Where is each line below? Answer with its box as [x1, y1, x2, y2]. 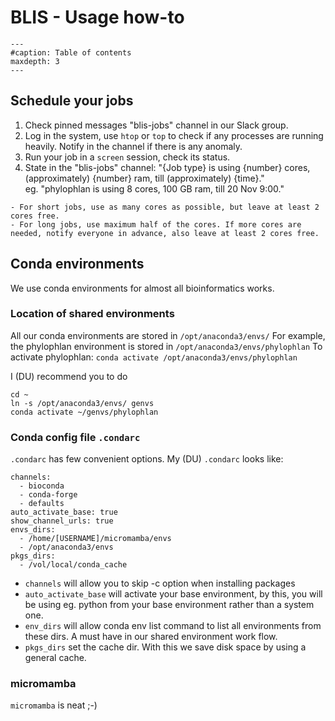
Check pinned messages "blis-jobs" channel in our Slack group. [24, 119, 289, 131]
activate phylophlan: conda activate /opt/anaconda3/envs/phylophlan [10, 351, 298, 363]
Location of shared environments [10, 307, 175, 321]
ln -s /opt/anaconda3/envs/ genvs [10, 398, 155, 408]
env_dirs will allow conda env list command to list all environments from [24, 620, 322, 632]
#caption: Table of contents [10, 47, 132, 58]
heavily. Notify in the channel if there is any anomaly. [24, 140, 243, 152]
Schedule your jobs [10, 92, 134, 110]
